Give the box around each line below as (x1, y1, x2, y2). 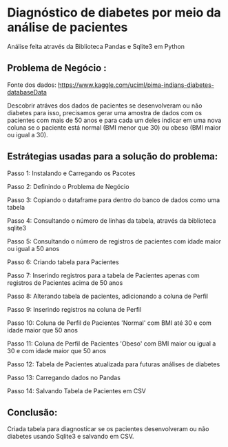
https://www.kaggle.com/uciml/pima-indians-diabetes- (57, 81, 215, 89)
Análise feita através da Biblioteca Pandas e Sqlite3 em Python (7, 42, 185, 50)
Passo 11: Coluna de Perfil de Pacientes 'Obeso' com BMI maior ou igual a (7, 339, 216, 348)
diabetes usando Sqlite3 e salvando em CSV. (7, 433, 134, 441)
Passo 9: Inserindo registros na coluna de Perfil (7, 305, 142, 313)
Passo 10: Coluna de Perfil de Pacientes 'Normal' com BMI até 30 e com (7, 319, 212, 327)
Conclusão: (7, 406, 58, 418)
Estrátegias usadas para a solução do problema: (7, 150, 218, 163)
